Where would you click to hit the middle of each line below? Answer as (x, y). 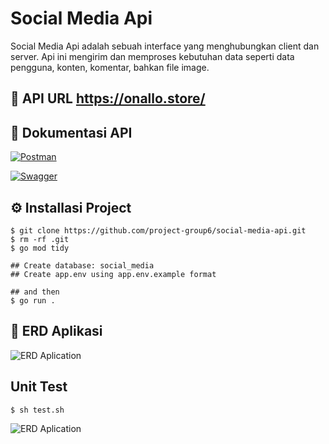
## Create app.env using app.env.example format (113, 274)
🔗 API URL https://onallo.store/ (108, 98)
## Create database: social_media (82, 265)
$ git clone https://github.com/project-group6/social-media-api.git (158, 230)
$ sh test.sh (37, 410)
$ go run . (33, 300)
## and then (35, 292)
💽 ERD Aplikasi (56, 331)
